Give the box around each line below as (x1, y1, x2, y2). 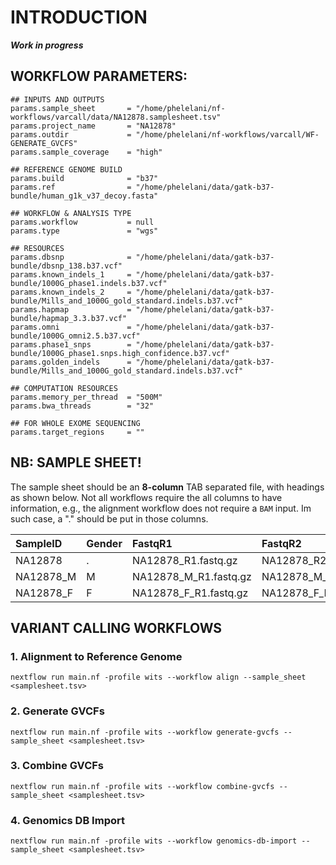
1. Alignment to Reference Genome (10, 649, 183, 663)
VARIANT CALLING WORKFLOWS (10, 619, 223, 636)
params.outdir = (10, 129, 132, 140)
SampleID (15, 536, 63, 550)
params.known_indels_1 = (10, 269, 132, 280)
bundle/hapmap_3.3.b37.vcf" (10, 313, 128, 323)
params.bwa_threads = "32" (10, 401, 155, 411)
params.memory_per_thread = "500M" (10, 392, 163, 402)
